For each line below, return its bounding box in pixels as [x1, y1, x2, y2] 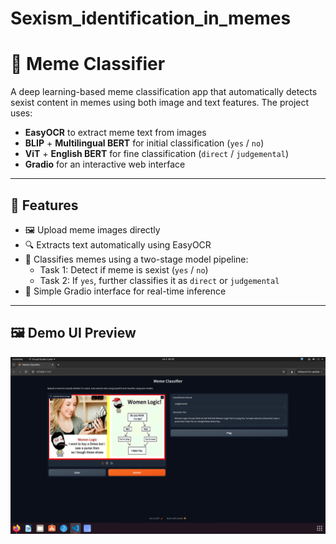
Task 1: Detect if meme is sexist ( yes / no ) [39, 263, 209, 276]
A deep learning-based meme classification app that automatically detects [10, 86, 318, 98]
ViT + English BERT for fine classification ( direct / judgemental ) [24, 148, 290, 160]
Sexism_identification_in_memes [10, 7, 292, 30]
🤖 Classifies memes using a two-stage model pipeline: [24, 253, 249, 265]
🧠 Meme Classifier [10, 53, 166, 76]
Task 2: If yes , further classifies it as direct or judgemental [39, 274, 280, 286]
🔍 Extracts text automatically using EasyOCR [24, 238, 212, 251]
